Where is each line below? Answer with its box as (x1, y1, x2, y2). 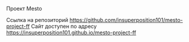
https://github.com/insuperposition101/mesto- (69, 17, 184, 23)
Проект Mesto (6, 5, 42, 12)
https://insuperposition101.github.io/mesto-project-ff (6, 29, 137, 36)
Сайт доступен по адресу (31, 23, 98, 30)
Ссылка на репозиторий (6, 17, 69, 23)
